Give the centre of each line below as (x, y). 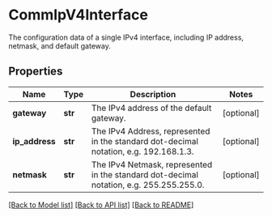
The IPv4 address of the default (152, 108)
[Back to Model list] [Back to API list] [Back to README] (101, 205)
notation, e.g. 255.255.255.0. (148, 185)
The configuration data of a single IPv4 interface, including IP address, (126, 37)
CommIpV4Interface (78, 15)
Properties (36, 72)
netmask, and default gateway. (59, 45)
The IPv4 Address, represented (151, 131)
